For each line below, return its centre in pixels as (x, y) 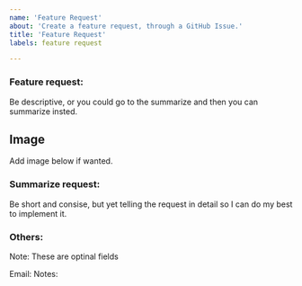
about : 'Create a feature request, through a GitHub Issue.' (126, 26)
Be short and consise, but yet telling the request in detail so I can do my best (151, 204)
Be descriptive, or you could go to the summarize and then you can (134, 102)
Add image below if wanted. (61, 161)
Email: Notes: (34, 273)
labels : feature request (56, 43)
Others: (26, 237)
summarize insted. (44, 111)
